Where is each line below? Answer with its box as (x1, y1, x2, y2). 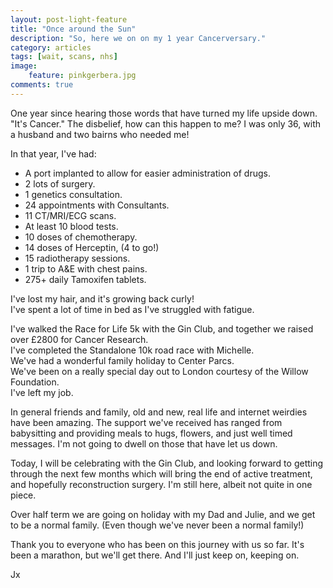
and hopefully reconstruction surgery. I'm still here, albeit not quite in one (10, 478, 313, 490)
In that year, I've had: (10, 147, 97, 160)
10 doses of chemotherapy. (24, 231, 138, 243)
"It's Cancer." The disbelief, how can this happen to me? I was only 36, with (10, 117, 322, 130)
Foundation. (10, 376, 60, 388)
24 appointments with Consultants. (24, 199, 170, 211)
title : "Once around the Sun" (10, 24, 137, 34)
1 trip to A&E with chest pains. (24, 262, 148, 275)
